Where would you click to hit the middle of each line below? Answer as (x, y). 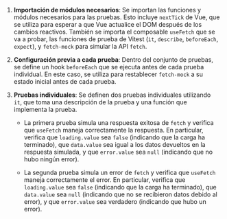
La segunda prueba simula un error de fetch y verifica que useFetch (120, 172)
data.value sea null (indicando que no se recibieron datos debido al (120, 194)
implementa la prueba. (45, 109)
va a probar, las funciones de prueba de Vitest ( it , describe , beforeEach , (116, 39)
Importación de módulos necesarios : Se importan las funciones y (107, 10)
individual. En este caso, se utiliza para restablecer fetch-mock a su (108, 74)
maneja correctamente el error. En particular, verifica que (105, 180)
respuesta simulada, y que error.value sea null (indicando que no (118, 152)
